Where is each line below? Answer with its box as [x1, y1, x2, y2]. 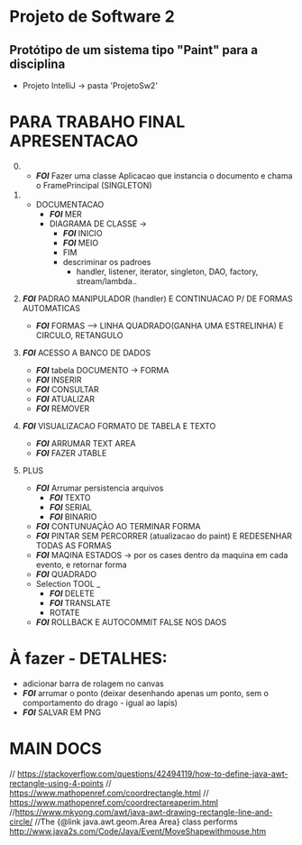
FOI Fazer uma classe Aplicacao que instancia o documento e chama [35, 170, 293, 181]
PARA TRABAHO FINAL [9, 112, 186, 133]
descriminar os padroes [62, 256, 151, 267]
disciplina [9, 56, 66, 71]
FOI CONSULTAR [35, 383, 99, 394]
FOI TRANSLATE [49, 597, 111, 608]
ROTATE [49, 607, 80, 618]
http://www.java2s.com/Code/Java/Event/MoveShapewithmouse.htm [9, 825, 267, 836]
